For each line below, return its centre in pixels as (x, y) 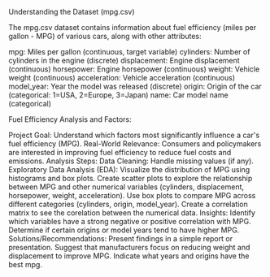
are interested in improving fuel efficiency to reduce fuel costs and (120, 152)
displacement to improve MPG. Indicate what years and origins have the (129, 256)
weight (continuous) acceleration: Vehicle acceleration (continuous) (122, 78)
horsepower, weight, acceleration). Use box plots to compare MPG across (132, 195)
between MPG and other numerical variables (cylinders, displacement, (126, 187)
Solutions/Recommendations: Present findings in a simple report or (121, 238)
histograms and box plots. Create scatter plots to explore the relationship (131, 178)
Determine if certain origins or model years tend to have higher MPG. (124, 230)
